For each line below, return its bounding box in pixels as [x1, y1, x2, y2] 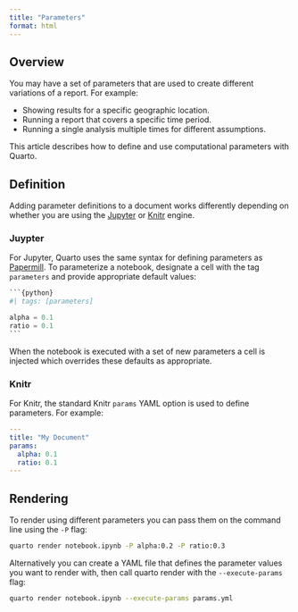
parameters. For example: [9, 407, 104, 418]
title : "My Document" [9, 432, 90, 442]
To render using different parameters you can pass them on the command [9, 515, 281, 525]
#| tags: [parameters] [9, 297, 94, 306]
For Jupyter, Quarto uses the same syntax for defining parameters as [9, 252, 263, 264]
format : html [9, 21, 58, 30]
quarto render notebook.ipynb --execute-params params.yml [9, 594, 234, 603]
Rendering [9, 490, 69, 506]
